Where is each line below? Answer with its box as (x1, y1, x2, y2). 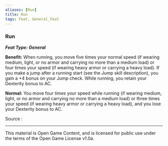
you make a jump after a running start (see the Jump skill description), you (5, 70, 158, 76)
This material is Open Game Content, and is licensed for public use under (5, 130, 156, 136)
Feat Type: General (5, 44, 46, 50)
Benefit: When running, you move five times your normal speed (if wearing (5, 54, 160, 60)
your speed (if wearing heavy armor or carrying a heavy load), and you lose (5, 101, 161, 107)
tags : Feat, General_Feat (5, 16, 59, 21)
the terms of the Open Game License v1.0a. (5, 135, 94, 141)
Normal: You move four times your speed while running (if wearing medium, (5, 90, 162, 96)
